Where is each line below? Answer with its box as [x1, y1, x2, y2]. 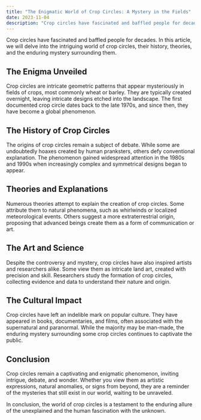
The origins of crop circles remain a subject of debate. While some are [6, 142, 180, 148]
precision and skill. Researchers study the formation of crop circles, [6, 271, 173, 279]
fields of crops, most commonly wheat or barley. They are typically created [6, 89, 191, 96]
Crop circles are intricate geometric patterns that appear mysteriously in [6, 82, 184, 90]
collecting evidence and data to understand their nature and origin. [6, 278, 171, 285]
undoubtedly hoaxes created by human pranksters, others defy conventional [6, 148, 195, 155]
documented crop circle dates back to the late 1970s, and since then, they [6, 101, 188, 109]
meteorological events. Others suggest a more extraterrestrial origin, [6, 212, 175, 220]
